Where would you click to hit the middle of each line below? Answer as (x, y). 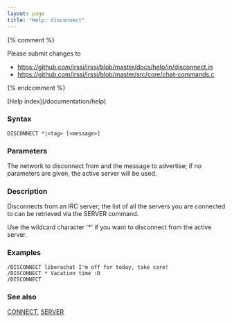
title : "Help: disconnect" (46, 20)
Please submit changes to (44, 53)
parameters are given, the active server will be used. (82, 174)
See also (22, 297)
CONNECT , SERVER (36, 312)
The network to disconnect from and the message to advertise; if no (105, 166)
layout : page (26, 14)
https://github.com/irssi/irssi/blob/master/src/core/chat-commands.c (116, 74)
